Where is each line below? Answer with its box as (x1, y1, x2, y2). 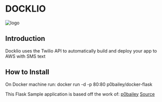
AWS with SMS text (5, 53, 46, 59)
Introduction (5, 34, 46, 43)
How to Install (5, 68, 50, 76)
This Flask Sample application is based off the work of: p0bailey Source (5, 91, 155, 97)
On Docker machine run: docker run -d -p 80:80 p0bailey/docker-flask (5, 81, 153, 87)
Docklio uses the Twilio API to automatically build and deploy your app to (5, 47, 157, 54)
